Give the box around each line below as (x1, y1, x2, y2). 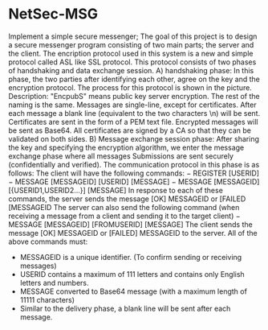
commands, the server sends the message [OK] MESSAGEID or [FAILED (8, 194, 246, 204)
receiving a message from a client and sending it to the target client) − (8, 211, 241, 221)
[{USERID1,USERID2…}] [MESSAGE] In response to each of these (8, 185, 223, 195)
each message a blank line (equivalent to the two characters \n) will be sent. (8, 108, 261, 118)
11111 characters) (19, 295, 75, 304)
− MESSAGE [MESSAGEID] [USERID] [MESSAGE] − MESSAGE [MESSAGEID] (8, 176, 260, 186)
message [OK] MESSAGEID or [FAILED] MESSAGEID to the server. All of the (8, 228, 258, 237)
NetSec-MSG (8, 5, 99, 23)
